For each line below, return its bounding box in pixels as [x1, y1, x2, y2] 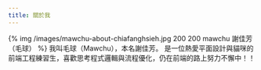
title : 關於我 [8, 11, 51, 19]
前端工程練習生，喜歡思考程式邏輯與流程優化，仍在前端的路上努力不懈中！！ [8, 53, 256, 62]
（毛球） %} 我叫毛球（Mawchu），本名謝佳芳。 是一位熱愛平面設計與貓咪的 [8, 44, 254, 53]
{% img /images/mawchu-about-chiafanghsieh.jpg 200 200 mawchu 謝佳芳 [8, 33, 253, 43]
